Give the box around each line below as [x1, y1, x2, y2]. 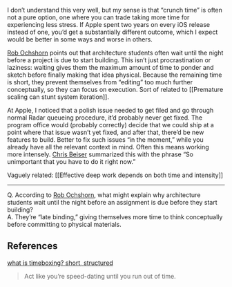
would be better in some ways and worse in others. [7, 35, 153, 44]
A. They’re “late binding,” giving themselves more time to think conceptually [7, 213, 223, 221]
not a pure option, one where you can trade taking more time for [7, 13, 190, 21]
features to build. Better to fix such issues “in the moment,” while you [7, 136, 204, 144]
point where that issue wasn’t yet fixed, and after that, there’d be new [7, 128, 204, 136]
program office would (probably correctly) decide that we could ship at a [7, 121, 214, 129]
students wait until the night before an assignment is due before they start [7, 198, 217, 206]
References [7, 240, 58, 252]
